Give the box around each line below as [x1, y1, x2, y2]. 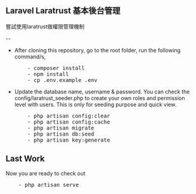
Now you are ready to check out [5, 169, 86, 177]
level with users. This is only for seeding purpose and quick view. [14, 101, 177, 108]
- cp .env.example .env [27, 77, 98, 83]
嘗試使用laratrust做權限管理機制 [5, 23, 85, 30]
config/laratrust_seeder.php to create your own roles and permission [14, 94, 185, 101]
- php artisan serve [18, 181, 79, 188]
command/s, [14, 53, 46, 60]
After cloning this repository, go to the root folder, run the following [14, 46, 181, 54]
